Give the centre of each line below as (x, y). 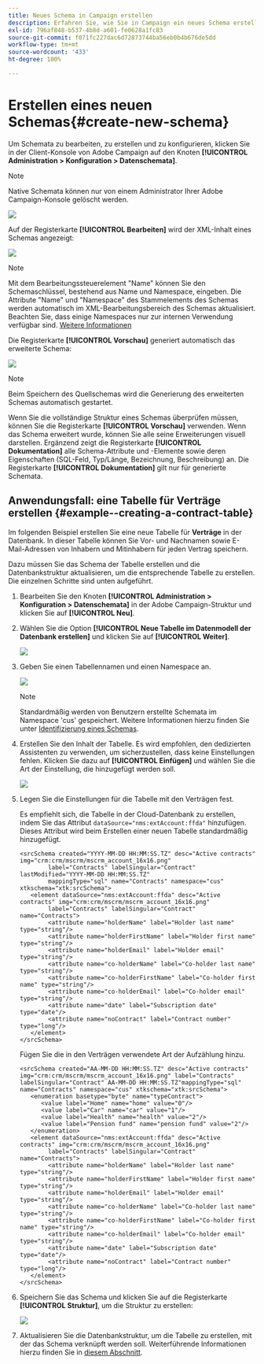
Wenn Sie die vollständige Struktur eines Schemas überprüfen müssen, (123, 417)
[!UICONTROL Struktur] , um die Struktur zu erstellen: (106, 1305)
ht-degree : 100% (35, 60)
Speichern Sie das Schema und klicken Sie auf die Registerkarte (123, 1297)
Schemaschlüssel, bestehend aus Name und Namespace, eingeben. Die (125, 291)
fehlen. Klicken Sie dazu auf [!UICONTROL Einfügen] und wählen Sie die (137, 760)
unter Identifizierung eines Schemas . (79, 728)
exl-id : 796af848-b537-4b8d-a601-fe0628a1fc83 (86, 30)
